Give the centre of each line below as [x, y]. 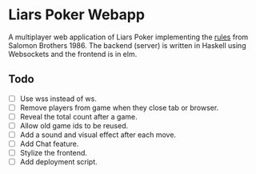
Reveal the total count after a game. [78, 116]
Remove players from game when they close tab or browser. [119, 107]
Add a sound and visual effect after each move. [98, 135]
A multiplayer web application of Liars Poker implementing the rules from [128, 37]
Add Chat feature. [49, 144]
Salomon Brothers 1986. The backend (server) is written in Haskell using [127, 45]
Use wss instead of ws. [58, 99]
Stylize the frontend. [54, 153]
